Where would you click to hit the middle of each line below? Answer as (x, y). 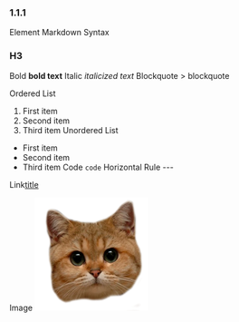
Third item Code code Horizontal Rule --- (98, 167)
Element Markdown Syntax (60, 33)
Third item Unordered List (71, 130)
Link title (24, 184)
